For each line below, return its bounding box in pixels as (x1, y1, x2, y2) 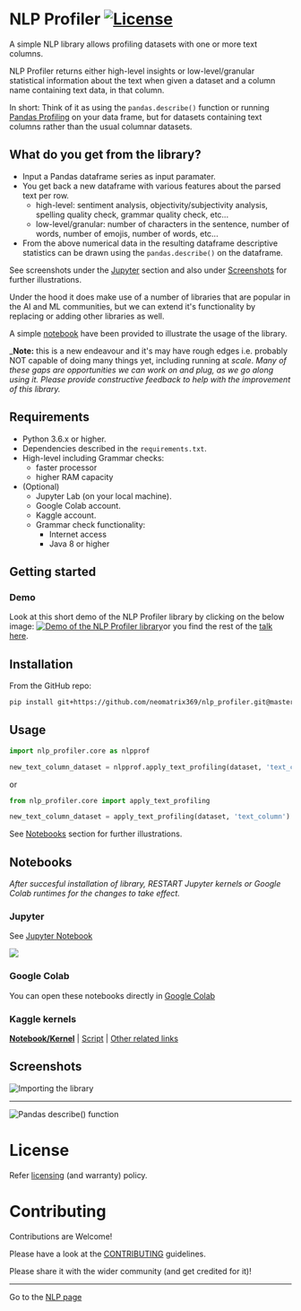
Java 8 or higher (48, 538, 110, 549)
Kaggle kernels (9, 1012, 77, 1025)
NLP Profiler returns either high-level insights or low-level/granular (9, 66, 255, 76)
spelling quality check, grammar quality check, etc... (35, 209, 229, 220)
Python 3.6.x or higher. (21, 433, 107, 444)
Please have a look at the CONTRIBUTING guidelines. (9, 1248, 206, 1259)
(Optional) (21, 481, 60, 492)
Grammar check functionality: (35, 519, 146, 529)
